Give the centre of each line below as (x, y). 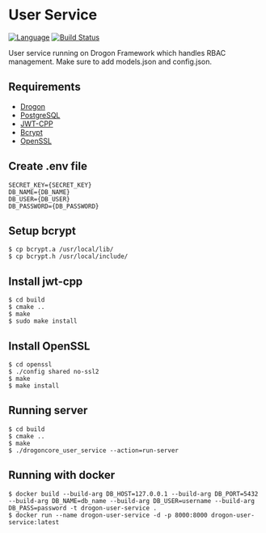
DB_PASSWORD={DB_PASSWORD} (54, 206)
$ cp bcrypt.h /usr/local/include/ (68, 256)
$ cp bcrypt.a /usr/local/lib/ (61, 250)
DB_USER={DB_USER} (39, 199)
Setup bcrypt (42, 231)
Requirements (44, 87)
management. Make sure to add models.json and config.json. (110, 61)
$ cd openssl (30, 365)
